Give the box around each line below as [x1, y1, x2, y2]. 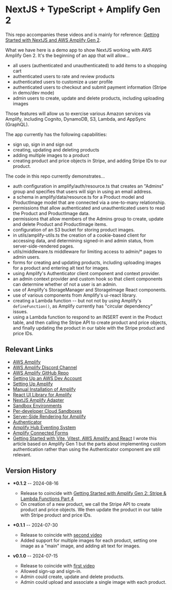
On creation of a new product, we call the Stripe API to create [20, 501, 150, 507]
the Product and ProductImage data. [12, 210, 90, 216]
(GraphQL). [5, 121, 29, 127]
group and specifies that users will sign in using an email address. [12, 188, 152, 195]
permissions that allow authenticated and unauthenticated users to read [12, 204, 165, 211]
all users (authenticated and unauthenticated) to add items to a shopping [12, 62, 167, 68]
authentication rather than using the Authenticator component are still [12, 446, 161, 452]
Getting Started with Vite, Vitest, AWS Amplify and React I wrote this [12, 435, 157, 441]
